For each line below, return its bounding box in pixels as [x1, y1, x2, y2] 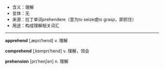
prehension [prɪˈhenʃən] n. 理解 [5, 58, 68, 64]
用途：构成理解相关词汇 [12, 23, 60, 28]
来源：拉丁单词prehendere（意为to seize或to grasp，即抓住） [12, 17, 137, 22]
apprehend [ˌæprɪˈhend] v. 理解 [5, 38, 68, 43]
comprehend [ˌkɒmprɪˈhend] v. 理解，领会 [5, 48, 89, 54]
